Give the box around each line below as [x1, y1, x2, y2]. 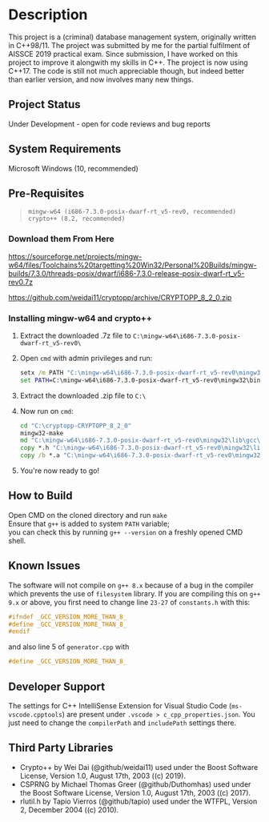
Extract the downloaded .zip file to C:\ [19, 391, 147, 400]
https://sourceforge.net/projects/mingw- [8, 251, 143, 261]
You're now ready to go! [19, 466, 100, 475]
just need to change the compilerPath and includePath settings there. [8, 718, 237, 728]
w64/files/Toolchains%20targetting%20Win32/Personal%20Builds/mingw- [8, 260, 258, 270]
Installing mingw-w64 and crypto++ [8, 312, 152, 323]
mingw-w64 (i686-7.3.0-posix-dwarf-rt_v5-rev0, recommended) [27, 208, 237, 216]
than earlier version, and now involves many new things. [8, 74, 194, 84]
